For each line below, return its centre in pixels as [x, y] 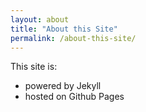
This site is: [34, 67]
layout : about [40, 19]
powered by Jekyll [63, 86]
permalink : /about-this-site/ [73, 38]
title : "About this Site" [64, 29]
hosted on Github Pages [74, 97]
